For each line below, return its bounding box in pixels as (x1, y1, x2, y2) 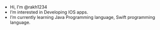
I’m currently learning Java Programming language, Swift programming (9, 15, 156, 20)
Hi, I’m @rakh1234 (9, 4, 47, 10)
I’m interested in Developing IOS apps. (9, 9, 88, 15)
